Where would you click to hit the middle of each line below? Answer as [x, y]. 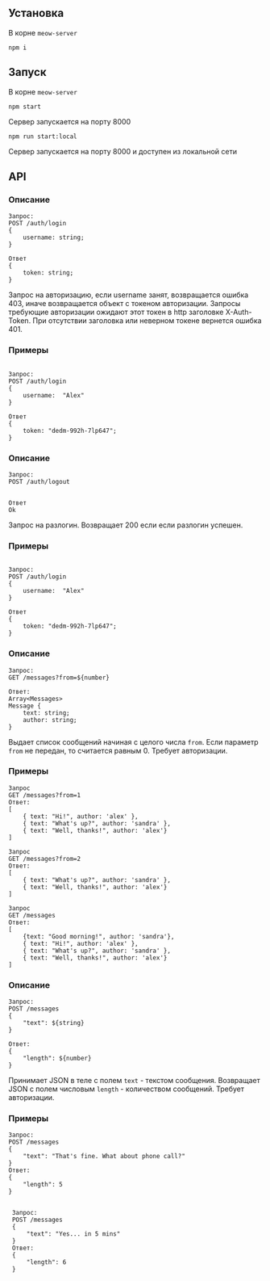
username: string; [54, 237]
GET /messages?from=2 [45, 859]
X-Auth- [239, 312]
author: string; [50, 720]
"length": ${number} [57, 1058]
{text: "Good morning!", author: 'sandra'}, [99, 936]
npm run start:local [43, 136]
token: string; [48, 273]
